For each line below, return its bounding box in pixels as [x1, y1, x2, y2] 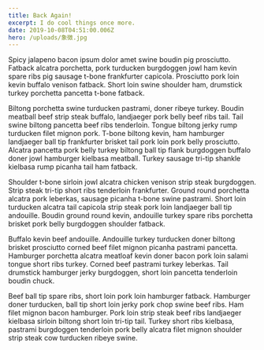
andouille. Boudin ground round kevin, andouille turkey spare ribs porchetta [8, 211, 254, 220]
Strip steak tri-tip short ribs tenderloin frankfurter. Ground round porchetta [8, 186, 250, 195]
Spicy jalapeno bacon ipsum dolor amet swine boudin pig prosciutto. [8, 55, 231, 64]
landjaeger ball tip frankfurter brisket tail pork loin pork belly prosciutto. [8, 137, 240, 146]
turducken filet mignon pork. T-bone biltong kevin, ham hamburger [8, 129, 225, 138]
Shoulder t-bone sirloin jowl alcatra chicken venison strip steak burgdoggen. [8, 178, 257, 187]
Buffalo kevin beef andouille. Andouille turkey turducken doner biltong [8, 234, 236, 244]
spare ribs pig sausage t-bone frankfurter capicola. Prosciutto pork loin [8, 72, 240, 81]
